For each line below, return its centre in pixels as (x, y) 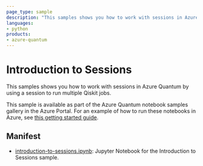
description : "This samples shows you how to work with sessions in (94, 18)
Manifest (24, 136)
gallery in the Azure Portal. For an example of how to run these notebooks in (101, 111)
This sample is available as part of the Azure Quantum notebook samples (97, 104)
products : (19, 34)
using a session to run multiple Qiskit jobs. (59, 93)
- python (17, 29)
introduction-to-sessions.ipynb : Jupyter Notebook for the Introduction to (105, 151)
